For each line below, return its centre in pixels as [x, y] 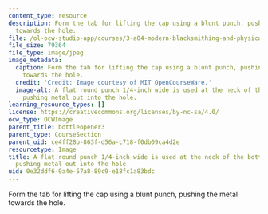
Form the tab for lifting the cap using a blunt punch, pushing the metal [123, 194]
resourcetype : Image [43, 149]
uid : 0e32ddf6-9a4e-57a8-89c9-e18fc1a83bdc [82, 172]
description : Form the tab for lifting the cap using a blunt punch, [126, 23]
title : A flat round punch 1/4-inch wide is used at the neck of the [126, 157]
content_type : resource [48, 16]
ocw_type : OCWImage [41, 120]
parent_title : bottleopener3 [57, 127]
